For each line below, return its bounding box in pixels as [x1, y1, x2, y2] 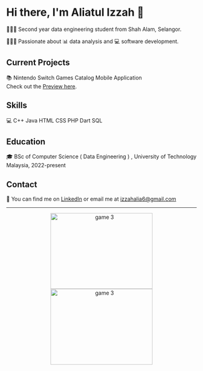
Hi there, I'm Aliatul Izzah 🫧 [6, 5, 144, 19]
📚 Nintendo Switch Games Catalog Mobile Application [6, 74, 142, 81]
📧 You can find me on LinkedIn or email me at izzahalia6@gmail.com [6, 195, 176, 202]
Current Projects [6, 58, 70, 68]
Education [6, 136, 46, 147]
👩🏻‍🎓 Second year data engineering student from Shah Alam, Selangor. [6, 25, 182, 33]
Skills [6, 100, 27, 111]
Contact [6, 179, 37, 190]
